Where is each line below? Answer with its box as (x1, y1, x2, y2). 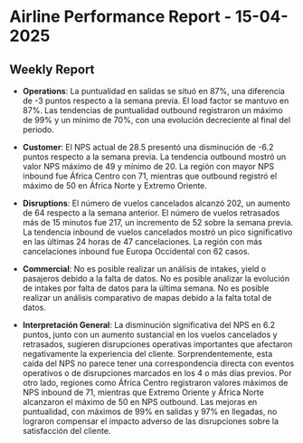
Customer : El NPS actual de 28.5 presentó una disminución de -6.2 (22, 142, 274, 152)
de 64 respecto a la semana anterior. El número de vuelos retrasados (22, 207, 280, 218)
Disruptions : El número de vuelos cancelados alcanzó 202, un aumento (22, 197, 291, 208)
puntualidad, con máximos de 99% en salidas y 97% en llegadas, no (22, 406, 278, 417)
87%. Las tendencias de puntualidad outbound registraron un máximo (22, 105, 283, 115)
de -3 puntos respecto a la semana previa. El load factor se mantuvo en (22, 95, 289, 106)
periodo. (22, 124, 54, 135)
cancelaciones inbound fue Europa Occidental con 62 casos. (22, 246, 251, 256)
